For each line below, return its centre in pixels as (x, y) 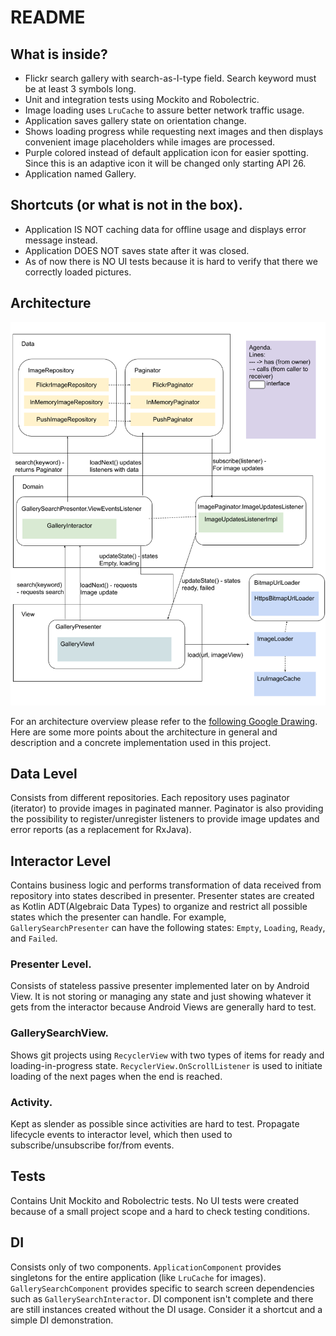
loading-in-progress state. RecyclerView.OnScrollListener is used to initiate (166, 1065)
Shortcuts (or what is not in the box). (126, 205)
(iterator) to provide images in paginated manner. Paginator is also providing (167, 808)
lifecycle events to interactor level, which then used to (121, 1135)
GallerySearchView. (59, 1033)
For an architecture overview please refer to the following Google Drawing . (164, 721)
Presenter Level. (51, 964)
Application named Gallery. (80, 174)
